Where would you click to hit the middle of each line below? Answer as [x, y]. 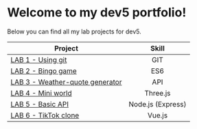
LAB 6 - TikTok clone [45, 115]
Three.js [157, 93]
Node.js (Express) [158, 104]
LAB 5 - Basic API [39, 104]
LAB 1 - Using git [39, 59]
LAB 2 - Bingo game [44, 71]
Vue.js [158, 115]
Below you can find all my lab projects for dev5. [74, 31]
